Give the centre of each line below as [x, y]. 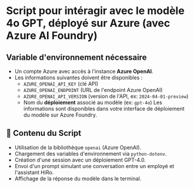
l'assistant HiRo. [34, 172]
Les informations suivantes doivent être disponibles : [78, 78]
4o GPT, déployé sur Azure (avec [88, 23]
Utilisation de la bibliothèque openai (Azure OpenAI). [78, 147]
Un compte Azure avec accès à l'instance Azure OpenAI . [84, 71]
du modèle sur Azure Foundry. [60, 115]
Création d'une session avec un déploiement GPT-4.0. [80, 160]
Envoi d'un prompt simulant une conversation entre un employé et [94, 166]
